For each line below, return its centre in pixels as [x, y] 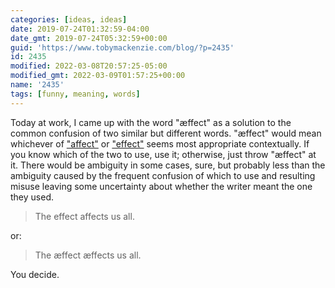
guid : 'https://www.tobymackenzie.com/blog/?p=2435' [122, 47]
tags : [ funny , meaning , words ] [75, 94]
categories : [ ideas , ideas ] [69, 19]
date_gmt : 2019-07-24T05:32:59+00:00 [89, 38]
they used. [32, 197]
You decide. [35, 274]
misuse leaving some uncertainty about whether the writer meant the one [161, 186]
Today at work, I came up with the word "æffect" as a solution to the [151, 122]
